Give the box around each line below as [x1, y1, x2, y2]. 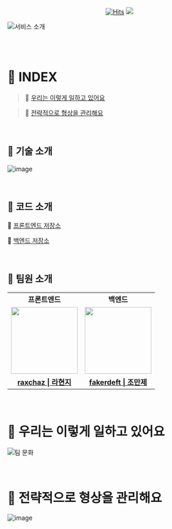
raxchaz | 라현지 [17, 377, 72, 387]
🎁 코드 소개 [7, 201, 53, 213]
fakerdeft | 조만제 [89, 377, 147, 387]
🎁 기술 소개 [7, 145, 53, 157]
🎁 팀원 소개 [7, 273, 53, 285]
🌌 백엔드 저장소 [7, 236, 50, 245]
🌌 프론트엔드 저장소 [7, 221, 62, 229]
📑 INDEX [7, 69, 58, 85]
